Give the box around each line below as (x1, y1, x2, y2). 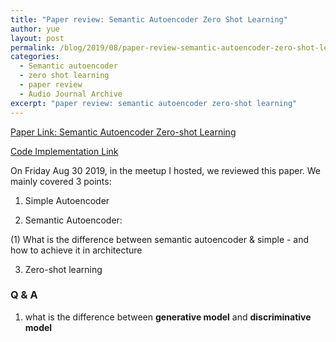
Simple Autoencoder (24, 194, 110, 206)
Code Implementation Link (10, 145, 119, 157)
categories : (10, 52, 60, 62)
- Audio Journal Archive (19, 89, 123, 99)
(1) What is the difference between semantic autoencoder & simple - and (10, 233, 310, 245)
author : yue (10, 24, 60, 34)
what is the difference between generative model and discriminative (24, 311, 312, 323)
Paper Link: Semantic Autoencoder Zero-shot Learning (10, 126, 237, 138)
